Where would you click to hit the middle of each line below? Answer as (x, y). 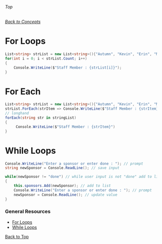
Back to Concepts (23, 22)
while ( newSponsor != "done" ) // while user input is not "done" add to (78, 177)
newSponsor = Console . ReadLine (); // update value (66, 195)
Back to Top (17, 236)
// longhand (17, 114)
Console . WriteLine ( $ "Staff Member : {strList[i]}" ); (68, 68)
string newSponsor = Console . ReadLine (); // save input (62, 168)
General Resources (28, 212)
